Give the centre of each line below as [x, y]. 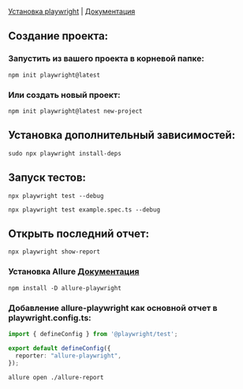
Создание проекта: [58, 36]
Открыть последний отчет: [79, 234]
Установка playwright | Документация [72, 11]
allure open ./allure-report [56, 377]
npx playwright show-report [54, 252]
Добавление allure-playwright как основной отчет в [113, 308]
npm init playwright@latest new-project [76, 111]
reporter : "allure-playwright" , [69, 355]
